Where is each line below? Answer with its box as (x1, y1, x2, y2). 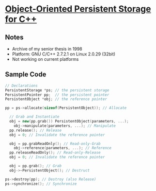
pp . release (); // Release (9, 128, 62, 133)
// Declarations (5, 83, 38, 88)
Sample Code (5, 70, 47, 79)
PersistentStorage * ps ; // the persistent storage (5, 87, 109, 93)
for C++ (5, 14, 37, 25)
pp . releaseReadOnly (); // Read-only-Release (9, 150, 101, 155)
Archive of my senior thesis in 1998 (12, 46, 82, 52)
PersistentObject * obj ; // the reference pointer (5, 97, 108, 102)
